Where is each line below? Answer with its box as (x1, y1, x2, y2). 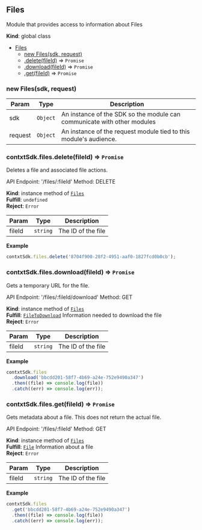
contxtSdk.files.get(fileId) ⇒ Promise (6, 400, 115, 408)
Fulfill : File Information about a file (6, 444, 93, 451)
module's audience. (61, 135, 117, 143)
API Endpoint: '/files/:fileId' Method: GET (6, 426, 106, 433)
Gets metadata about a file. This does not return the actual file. (6, 414, 162, 421)
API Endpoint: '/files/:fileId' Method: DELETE (6, 178, 116, 185)
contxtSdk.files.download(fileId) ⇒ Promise (6, 268, 135, 277)
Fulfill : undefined (6, 196, 48, 203)
